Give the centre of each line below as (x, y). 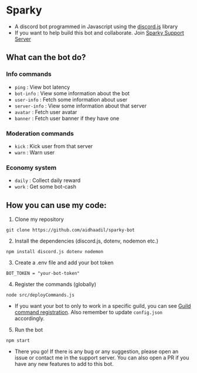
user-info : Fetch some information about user (71, 99)
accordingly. (30, 318)
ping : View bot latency (42, 87)
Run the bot (28, 330)
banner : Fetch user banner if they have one (67, 118)
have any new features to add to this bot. (64, 364)
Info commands (29, 74)
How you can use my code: (56, 205)
